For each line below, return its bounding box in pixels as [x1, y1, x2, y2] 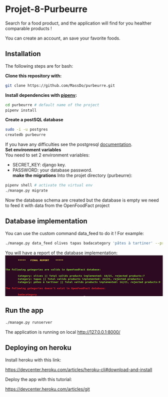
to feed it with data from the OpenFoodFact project [5, 202, 110, 209]
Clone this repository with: [5, 73, 62, 79]
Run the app [5, 306, 43, 314]
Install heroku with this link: [5, 357, 61, 363]
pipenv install [5, 108, 37, 113]
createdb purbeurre [5, 132, 46, 137]
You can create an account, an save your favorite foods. [5, 35, 121, 41]
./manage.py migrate [5, 188, 48, 193]
